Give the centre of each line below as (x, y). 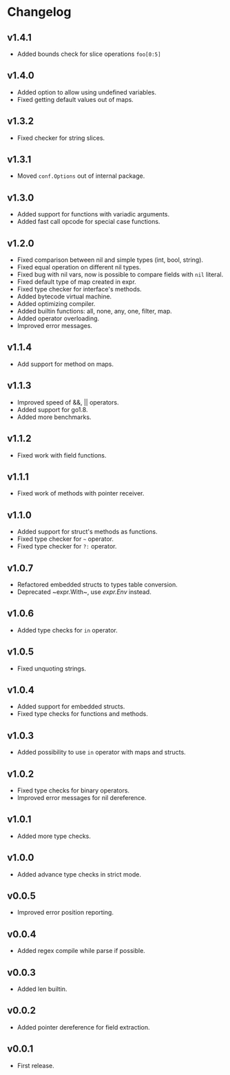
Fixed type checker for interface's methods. (80, 289)
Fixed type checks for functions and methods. (82, 714)
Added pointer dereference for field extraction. (83, 1027)
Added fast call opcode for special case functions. (88, 222)
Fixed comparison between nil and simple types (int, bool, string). (110, 260)
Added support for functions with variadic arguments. (93, 214)
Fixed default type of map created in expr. (76, 282)
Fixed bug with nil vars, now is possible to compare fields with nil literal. (120, 275)
